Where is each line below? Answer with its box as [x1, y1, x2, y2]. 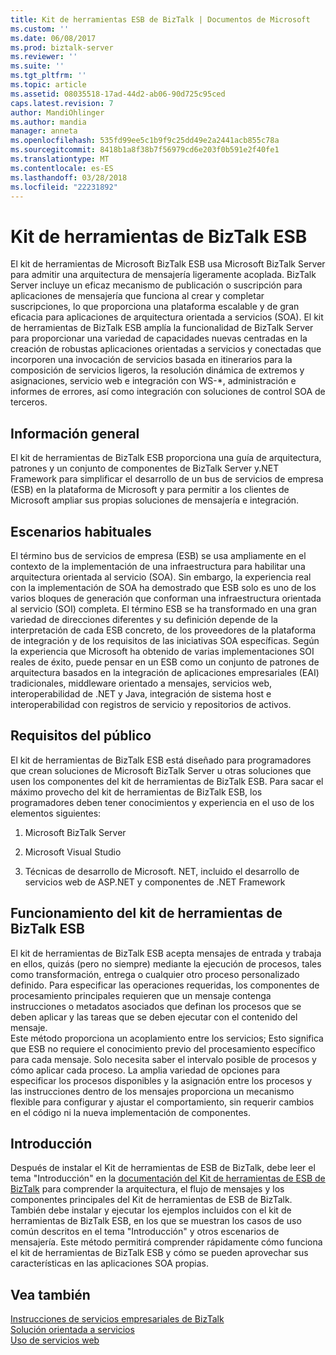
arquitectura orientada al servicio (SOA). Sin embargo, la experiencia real [10, 571, 312, 583]
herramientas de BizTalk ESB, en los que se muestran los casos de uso [10, 1215, 302, 1227]
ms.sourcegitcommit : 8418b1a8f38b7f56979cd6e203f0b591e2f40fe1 [10, 145, 280, 155]
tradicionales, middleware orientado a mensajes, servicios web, [10, 677, 273, 689]
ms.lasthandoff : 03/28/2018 [10, 172, 128, 183]
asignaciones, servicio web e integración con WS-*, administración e [10, 375, 297, 387]
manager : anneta [10, 126, 78, 136]
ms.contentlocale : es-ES [10, 163, 114, 173]
